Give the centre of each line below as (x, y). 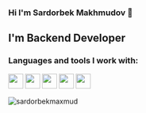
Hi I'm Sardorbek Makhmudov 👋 (71, 13)
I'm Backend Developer (67, 38)
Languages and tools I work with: (73, 61)
